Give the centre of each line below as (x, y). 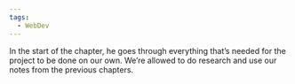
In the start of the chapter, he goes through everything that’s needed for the (147, 50)
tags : (19, 17)
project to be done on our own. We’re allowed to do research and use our (143, 60)
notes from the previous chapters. (72, 69)
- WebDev (33, 26)
